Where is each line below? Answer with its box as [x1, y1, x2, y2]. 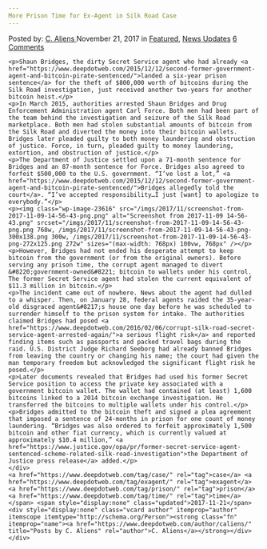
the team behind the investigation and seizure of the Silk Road [8, 114, 230, 122]
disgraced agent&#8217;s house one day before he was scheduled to [22, 303, 252, 311]
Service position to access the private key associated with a [8, 379, 224, 388]
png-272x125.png [8, 239, 62, 248]
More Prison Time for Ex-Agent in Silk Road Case [8, 11, 177, 20]
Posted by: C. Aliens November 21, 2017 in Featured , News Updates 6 [8, 34, 237, 43]
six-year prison [173, 71, 227, 80]
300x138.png [8, 233, 48, 241]
